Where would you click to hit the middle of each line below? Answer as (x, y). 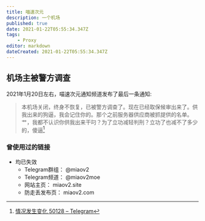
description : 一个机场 (33, 18)
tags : (13, 35)
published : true (27, 23)
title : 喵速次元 (25, 12)
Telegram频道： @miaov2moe (62, 177)
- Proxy (27, 40)
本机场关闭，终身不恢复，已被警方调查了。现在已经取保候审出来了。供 (110, 107)
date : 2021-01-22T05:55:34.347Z (47, 29)
